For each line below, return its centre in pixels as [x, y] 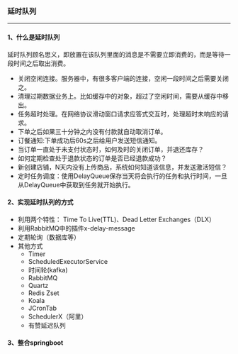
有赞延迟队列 [47, 325]
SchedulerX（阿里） [58, 316]
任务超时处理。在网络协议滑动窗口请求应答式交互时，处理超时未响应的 [120, 114]
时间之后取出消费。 [41, 63]
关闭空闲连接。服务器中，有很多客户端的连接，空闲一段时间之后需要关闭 [123, 78]
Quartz [38, 285]
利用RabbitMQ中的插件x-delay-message [76, 228]
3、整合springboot [35, 343]
